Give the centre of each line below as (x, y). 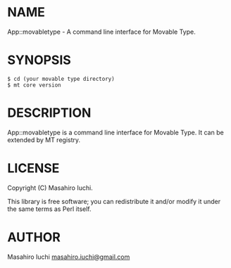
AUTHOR (34, 237)
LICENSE (33, 168)
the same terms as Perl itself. (49, 209)
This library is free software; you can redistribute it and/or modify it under (114, 201)
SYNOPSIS (39, 60)
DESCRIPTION (49, 113)
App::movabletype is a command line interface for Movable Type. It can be (115, 132)
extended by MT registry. (44, 140)
